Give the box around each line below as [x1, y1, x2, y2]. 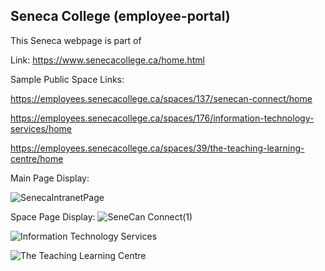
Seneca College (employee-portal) [10, 8, 231, 25]
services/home [10, 122, 72, 134]
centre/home [10, 152, 64, 164]
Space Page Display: [10, 210, 96, 223]
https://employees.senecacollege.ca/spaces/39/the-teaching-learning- [10, 142, 305, 154]
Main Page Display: [10, 172, 90, 184]
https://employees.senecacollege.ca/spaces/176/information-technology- [10, 112, 315, 124]
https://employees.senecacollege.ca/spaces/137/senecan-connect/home [10, 92, 313, 104]
